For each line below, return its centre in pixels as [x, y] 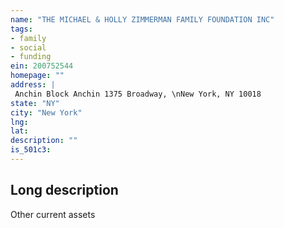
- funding [31, 57]
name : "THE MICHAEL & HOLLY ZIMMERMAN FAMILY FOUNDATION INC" [142, 19]
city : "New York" [46, 112]
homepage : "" [37, 76]
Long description [64, 190]
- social [28, 47]
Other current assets [53, 214]
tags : [21, 29]
